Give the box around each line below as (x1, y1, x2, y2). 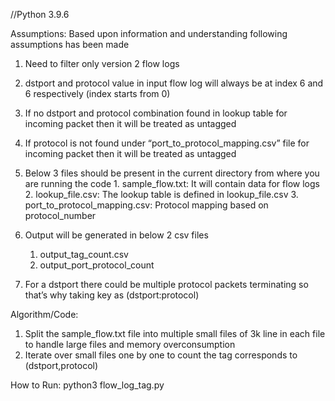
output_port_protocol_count (39, 259, 155, 271)
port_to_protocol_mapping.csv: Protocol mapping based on (24, 199, 269, 211)
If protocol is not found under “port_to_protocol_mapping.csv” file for (24, 137, 310, 149)
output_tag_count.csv (39, 249, 129, 260)
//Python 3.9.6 (10, 9, 70, 20)
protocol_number (24, 210, 97, 221)
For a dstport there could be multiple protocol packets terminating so (24, 279, 309, 290)
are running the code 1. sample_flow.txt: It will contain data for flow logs (24, 178, 320, 189)
